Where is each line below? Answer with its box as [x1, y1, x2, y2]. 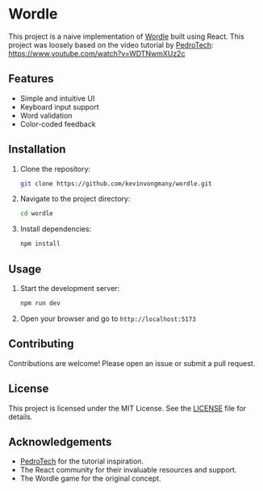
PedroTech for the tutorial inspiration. [19, 456, 144, 466]
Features [8, 72, 54, 85]
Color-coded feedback [19, 119, 96, 129]
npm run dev [19, 299, 61, 307]
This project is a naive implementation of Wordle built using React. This [8, 31, 244, 41]
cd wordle [19, 210, 54, 218]
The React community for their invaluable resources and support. [19, 465, 237, 475]
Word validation [19, 110, 73, 120]
